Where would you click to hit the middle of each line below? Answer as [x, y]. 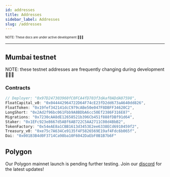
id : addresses [20, 10]
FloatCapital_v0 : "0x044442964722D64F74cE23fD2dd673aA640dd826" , [75, 103]
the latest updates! [25, 169]
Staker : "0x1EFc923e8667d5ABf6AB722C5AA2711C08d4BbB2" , [65, 122]
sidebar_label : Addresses [32, 19]
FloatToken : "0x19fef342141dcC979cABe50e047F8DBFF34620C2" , [70, 108]
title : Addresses [24, 15]
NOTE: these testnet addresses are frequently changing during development [85, 69]
